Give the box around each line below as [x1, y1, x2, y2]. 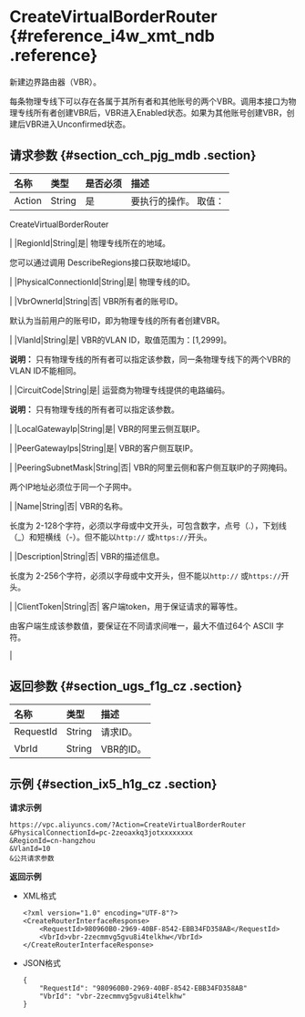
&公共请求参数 [9, 854, 55, 863]
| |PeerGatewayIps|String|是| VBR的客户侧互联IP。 [9, 442, 198, 453]
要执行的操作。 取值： [130, 194, 225, 207]
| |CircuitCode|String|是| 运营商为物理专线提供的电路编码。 [9, 385, 230, 395]
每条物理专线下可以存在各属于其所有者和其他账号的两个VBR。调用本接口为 [9, 96, 289, 107]
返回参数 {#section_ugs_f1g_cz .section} [9, 679, 243, 694]
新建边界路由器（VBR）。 [9, 76, 102, 87]
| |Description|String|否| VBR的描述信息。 [9, 550, 165, 561]
